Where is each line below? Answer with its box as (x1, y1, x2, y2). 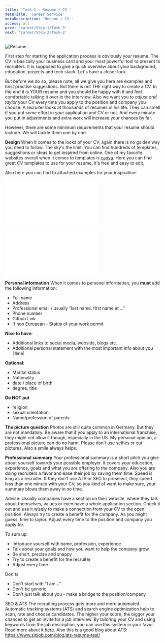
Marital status (12, 369, 40, 375)
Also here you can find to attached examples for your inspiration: (5, 170, 137, 175)
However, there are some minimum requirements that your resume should (5, 124, 155, 130)
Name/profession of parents (12, 415, 70, 421)
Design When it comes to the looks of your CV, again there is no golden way (5, 139, 160, 145)
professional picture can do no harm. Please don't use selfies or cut (5, 440, 143, 446)
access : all (5, 21, 30, 26)
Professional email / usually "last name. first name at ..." (12, 306, 126, 311)
